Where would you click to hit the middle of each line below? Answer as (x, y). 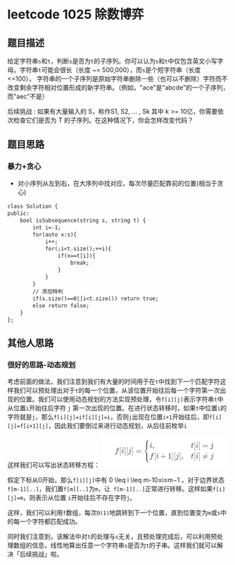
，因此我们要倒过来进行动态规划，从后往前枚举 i (118, 426)
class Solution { (33, 206)
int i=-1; (47, 227)
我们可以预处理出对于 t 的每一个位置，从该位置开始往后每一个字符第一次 (116, 391)
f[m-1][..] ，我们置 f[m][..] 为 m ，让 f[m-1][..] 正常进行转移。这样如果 (110, 489)
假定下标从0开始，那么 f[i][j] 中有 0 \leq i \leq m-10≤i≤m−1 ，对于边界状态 (116, 480)
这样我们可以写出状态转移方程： (53, 465)
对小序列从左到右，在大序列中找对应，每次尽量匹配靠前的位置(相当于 (117, 183)
